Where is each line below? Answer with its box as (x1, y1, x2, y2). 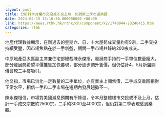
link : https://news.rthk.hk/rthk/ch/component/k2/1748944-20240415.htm (5, 20, 154, 26)
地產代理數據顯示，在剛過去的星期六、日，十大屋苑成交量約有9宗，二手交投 (5, 39, 158, 45)
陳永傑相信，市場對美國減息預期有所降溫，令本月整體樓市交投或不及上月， (5, 95, 155, 100)
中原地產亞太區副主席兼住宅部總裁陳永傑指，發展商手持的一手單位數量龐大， (5, 56, 159, 61)
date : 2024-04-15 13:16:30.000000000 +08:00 (5, 16, 97, 21)
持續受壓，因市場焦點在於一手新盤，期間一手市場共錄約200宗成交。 (5, 45, 142, 51)
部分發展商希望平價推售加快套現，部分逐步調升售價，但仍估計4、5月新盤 (5, 62, 152, 68)
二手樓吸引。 (18, 68, 44, 74)
